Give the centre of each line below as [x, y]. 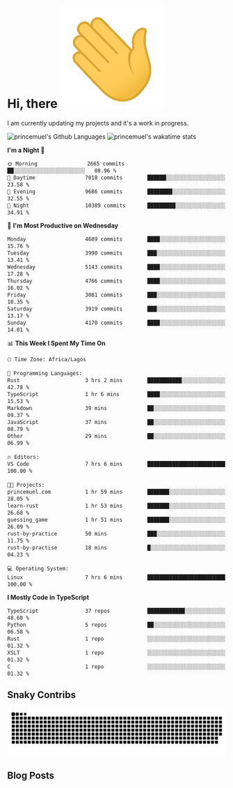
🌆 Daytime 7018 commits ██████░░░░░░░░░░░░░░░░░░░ [116, 177]
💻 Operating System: [38, 568]
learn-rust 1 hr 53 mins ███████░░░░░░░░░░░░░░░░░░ [116, 506]
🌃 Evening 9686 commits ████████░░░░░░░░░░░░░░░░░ [116, 191]
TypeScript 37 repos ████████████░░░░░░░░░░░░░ [116, 611]
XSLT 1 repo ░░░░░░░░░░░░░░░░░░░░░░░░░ [116, 653]
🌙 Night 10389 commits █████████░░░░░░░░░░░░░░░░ [116, 205]
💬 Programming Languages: [45, 373]
